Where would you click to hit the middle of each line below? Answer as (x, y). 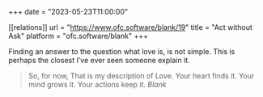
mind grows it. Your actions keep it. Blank (98, 84)
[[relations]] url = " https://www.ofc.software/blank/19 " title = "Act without (131, 27)
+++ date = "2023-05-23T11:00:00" (68, 12)
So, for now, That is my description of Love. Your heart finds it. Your (141, 76)
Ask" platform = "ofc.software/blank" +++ (78, 36)
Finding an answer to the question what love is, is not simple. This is (122, 51)
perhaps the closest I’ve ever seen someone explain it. (99, 60)
